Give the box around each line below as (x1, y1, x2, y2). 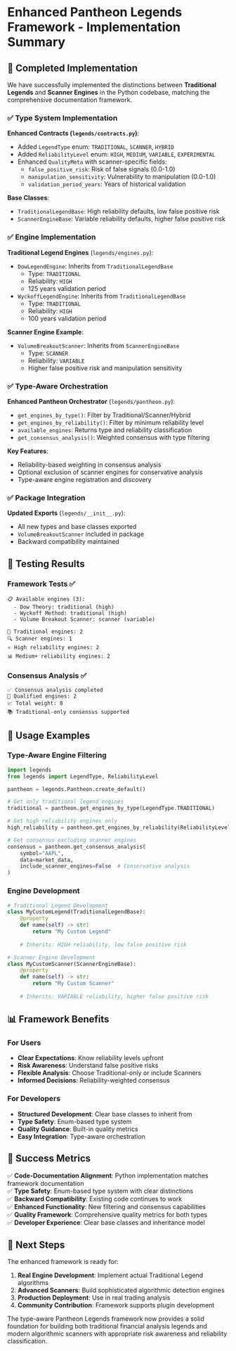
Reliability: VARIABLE (27, 356, 85, 365)
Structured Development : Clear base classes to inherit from (17, 1109, 192, 1118)
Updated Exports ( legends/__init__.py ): (7, 509, 126, 517)
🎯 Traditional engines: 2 (7, 628, 83, 635)
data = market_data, (20, 856, 74, 863)
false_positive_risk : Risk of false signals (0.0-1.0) (27, 165, 176, 174)
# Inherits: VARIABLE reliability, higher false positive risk (20, 993, 209, 1000)
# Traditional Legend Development (7, 902, 109, 909)
